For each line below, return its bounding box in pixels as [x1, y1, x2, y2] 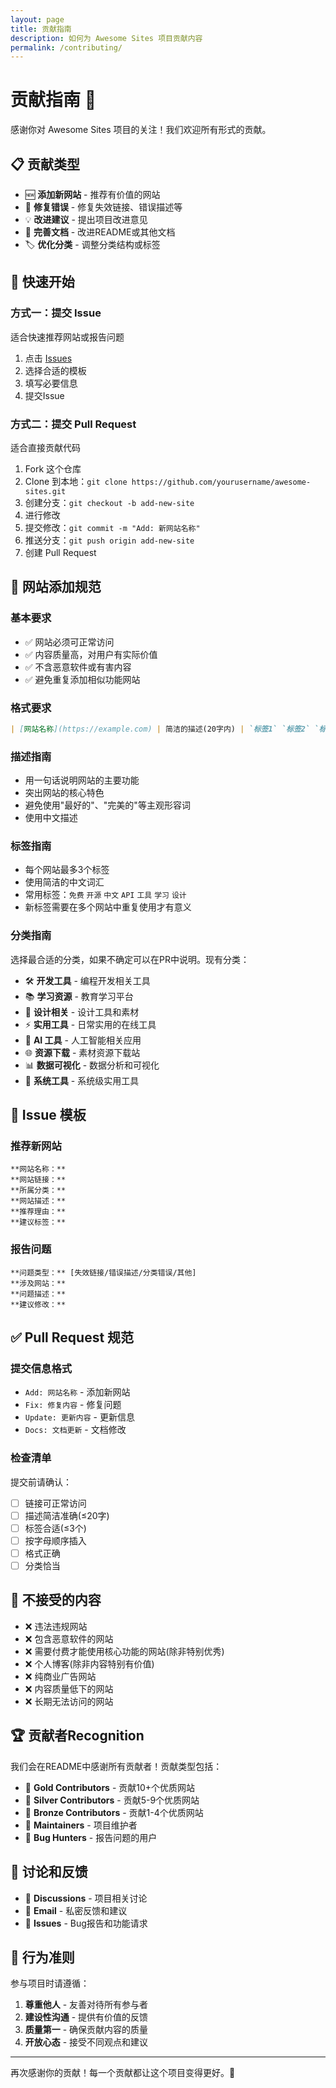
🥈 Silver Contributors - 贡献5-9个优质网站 [24, 1794, 200, 1806]
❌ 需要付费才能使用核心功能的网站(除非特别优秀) [24, 1645, 225, 1657]
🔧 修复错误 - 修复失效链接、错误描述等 [24, 201, 183, 213]
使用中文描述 [24, 812, 78, 824]
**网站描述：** [10, 1196, 67, 1206]
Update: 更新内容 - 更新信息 [24, 1411, 135, 1423]
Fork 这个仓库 [24, 462, 82, 475]
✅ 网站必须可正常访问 [24, 636, 115, 648]
